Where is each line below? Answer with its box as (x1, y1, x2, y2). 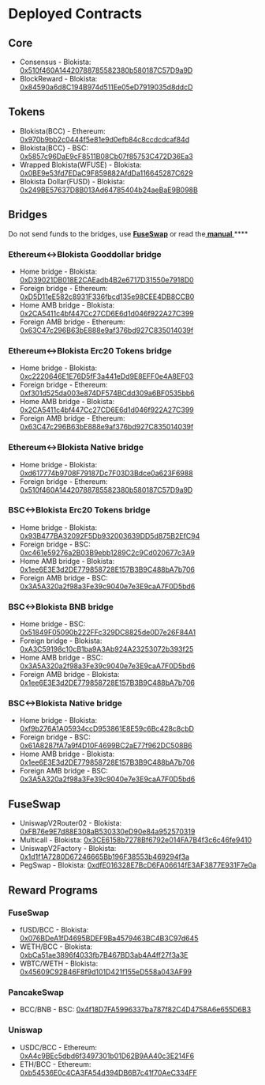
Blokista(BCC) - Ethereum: (19, 126, 106, 135)
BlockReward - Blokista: (19, 74, 98, 83)
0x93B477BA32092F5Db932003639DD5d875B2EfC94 (19, 531, 200, 540)
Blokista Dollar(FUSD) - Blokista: (19, 176, 125, 186)
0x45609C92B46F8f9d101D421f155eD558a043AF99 (19, 966, 192, 977)
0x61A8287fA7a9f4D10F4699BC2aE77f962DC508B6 (19, 741, 192, 750)
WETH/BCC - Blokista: (19, 942, 93, 951)
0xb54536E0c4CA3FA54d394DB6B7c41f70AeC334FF (19, 1068, 197, 1077)
